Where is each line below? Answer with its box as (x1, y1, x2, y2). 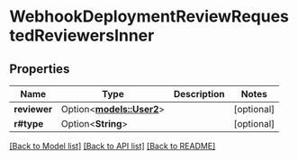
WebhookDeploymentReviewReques (9, 6, 290, 27)
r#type (14, 118, 44, 129)
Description (173, 88, 225, 100)
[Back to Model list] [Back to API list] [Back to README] (9, 141, 216, 151)
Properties (9, 61, 70, 76)
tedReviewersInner (9, 25, 155, 46)
